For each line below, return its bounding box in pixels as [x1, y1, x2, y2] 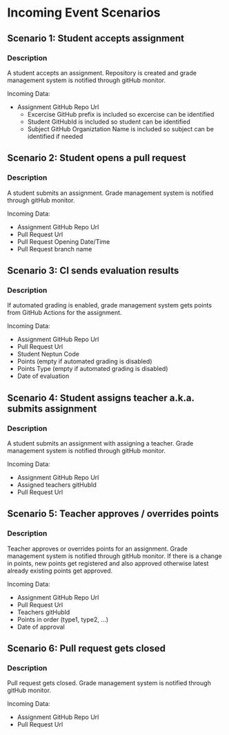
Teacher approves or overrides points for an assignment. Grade [7, 544, 188, 553]
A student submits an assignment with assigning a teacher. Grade [7, 439, 194, 447]
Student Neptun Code [17, 350, 79, 359]
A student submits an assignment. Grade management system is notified [7, 189, 214, 197]
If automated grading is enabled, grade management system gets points [7, 301, 212, 309]
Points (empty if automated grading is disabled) [17, 357, 153, 365]
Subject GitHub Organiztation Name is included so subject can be [27, 124, 214, 133]
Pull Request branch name [17, 245, 92, 253]
